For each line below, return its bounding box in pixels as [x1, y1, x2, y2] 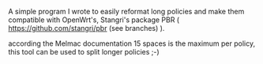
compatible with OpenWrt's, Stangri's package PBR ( [8, 15, 180, 24]
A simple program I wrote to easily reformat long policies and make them [8, 7, 245, 16]
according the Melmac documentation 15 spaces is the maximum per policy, [8, 39, 255, 48]
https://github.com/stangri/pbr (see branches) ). [8, 24, 165, 32]
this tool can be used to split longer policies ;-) [8, 47, 160, 56]
